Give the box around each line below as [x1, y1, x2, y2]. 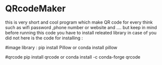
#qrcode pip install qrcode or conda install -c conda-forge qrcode [5, 54, 141, 60]
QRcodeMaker [5, 3, 66, 14]
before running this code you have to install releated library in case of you [5, 30, 157, 35]
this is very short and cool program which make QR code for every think [5, 19, 153, 25]
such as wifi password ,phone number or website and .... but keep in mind [5, 24, 157, 30]
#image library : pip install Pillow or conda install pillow [5, 44, 118, 50]
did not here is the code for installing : [5, 35, 83, 41]
